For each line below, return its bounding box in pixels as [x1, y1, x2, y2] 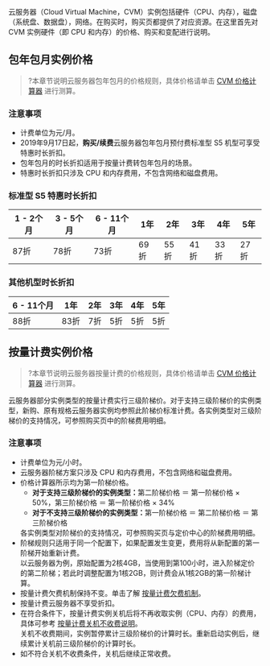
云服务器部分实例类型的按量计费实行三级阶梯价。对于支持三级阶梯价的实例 [8, 395, 255, 405]
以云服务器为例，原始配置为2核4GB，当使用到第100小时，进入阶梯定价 [19, 558, 256, 568]
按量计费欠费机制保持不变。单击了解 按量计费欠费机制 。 [19, 588, 206, 598]
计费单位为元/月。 [19, 128, 80, 138]
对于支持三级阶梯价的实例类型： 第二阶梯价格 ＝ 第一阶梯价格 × [31, 487, 240, 497]
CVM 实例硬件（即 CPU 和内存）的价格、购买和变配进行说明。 [8, 27, 215, 36]
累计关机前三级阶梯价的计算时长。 [27, 639, 141, 648]
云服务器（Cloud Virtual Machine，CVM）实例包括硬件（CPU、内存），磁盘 [8, 7, 258, 16]
